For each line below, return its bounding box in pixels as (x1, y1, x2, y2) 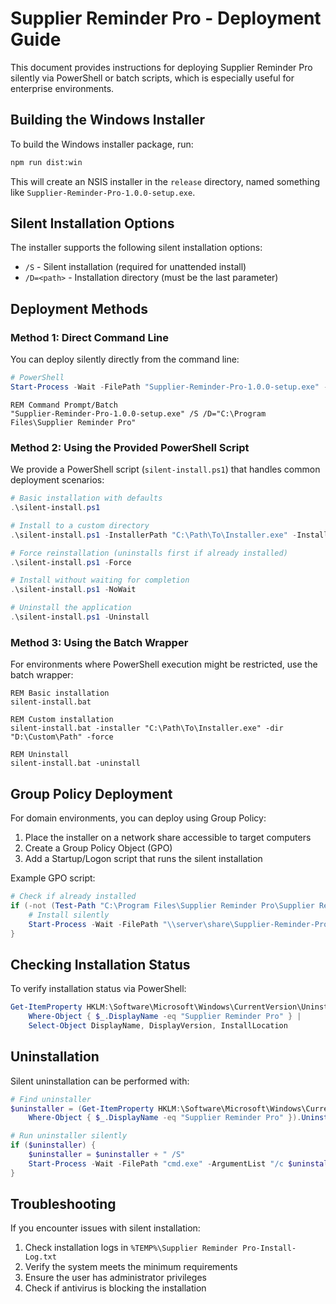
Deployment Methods (10, 300, 148, 317)
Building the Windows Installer (10, 112, 206, 129)
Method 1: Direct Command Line (10, 330, 170, 344)
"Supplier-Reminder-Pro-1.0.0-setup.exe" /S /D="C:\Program (10, 408, 267, 419)
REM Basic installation (10, 688, 110, 699)
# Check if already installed (10, 892, 137, 902)
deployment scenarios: (10, 474, 105, 486)
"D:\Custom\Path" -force (10, 732, 114, 742)
